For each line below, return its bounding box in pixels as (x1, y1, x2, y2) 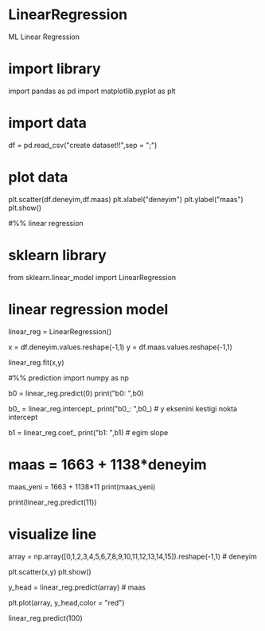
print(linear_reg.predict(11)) (8, 497, 97, 507)
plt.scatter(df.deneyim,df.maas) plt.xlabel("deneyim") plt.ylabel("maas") (8, 194, 244, 204)
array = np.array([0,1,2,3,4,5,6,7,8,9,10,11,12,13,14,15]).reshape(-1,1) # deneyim (8, 551, 257, 561)
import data (8, 114, 88, 132)
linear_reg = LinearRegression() (8, 326, 112, 336)
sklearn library (8, 246, 107, 264)
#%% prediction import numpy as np (8, 372, 130, 383)
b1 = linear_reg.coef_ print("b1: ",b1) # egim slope (8, 427, 169, 437)
